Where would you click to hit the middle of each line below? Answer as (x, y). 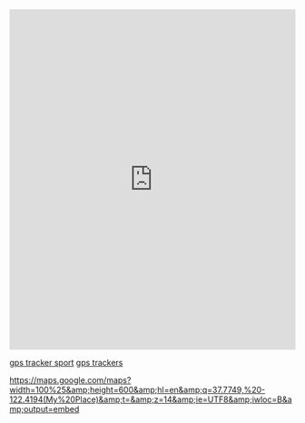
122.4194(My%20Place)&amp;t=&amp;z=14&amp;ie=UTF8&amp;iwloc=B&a (151, 399)
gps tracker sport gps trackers (66, 363)
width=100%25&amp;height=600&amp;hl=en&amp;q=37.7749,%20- (138, 390)
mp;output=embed (44, 409)
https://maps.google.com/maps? (70, 380)
